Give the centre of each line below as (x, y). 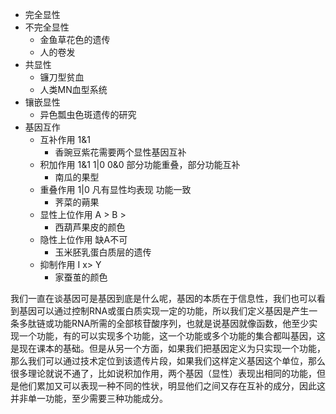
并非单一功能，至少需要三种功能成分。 (89, 398)
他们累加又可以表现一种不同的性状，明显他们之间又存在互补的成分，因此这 (172, 386)
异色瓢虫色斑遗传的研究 (88, 114)
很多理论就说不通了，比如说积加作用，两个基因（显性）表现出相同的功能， (163, 373)
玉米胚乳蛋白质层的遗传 (103, 252)
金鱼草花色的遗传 (75, 39)
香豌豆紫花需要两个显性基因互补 (120, 152)
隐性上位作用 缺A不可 (83, 239)
